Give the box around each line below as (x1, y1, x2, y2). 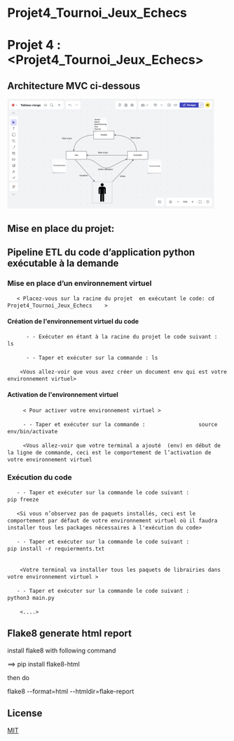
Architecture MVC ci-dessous (7, 79, 141, 92)
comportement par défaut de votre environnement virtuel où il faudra (7, 517, 218, 524)
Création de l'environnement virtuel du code (7, 317, 139, 325)
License (7, 707, 43, 719)
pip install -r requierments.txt (7, 545, 105, 552)
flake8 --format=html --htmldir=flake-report (7, 687, 135, 695)
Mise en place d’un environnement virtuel (7, 278, 152, 288)
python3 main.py (7, 594, 55, 601)
